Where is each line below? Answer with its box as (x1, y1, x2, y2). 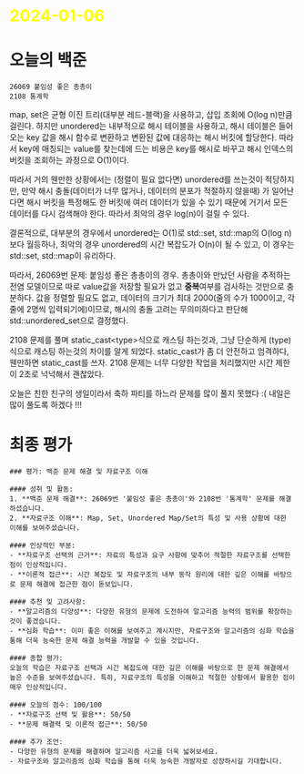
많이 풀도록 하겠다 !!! (9, 400, 82, 411)
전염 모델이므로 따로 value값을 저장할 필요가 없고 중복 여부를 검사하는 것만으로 (9, 281, 285, 292)
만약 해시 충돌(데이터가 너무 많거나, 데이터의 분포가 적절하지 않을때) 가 (21, 186, 270, 197)
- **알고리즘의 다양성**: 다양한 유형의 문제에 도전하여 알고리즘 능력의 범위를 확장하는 (9, 607, 293, 616)
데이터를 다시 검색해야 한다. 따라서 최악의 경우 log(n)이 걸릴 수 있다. (9, 209, 250, 219)
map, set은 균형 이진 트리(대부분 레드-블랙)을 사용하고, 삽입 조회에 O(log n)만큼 (9, 109, 293, 120)
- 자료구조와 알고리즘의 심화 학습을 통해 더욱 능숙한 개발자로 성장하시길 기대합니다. (9, 757, 283, 766)
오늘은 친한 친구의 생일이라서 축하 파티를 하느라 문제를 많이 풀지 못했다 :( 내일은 (9, 388, 291, 399)
